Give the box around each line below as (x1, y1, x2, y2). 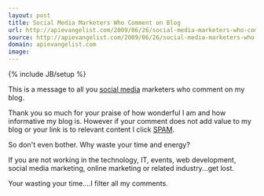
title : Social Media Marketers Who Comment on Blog (8, 19, 181, 27)
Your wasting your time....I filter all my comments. (8, 179, 169, 188)
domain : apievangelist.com (8, 41, 97, 49)
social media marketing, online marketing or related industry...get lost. (8, 164, 234, 172)
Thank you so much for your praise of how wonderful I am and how (8, 108, 226, 118)
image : (8, 48, 30, 56)
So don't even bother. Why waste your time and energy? (8, 140, 191, 149)
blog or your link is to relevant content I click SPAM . (8, 125, 175, 134)
